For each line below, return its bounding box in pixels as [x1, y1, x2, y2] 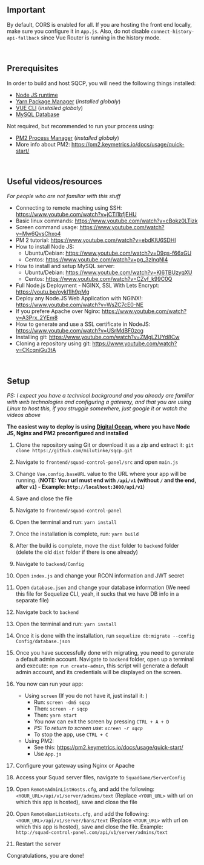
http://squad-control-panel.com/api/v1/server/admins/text [15, 830, 168, 836]
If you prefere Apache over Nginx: [15, 308, 100, 315]
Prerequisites [7, 63, 59, 74]
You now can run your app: [15, 680, 84, 688]
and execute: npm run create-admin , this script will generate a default [15, 662, 188, 669]
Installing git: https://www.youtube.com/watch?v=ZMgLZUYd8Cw [15, 334, 180, 341]
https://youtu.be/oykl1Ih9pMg [15, 288, 90, 295]
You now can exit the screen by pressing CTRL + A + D [33, 718, 169, 725]
